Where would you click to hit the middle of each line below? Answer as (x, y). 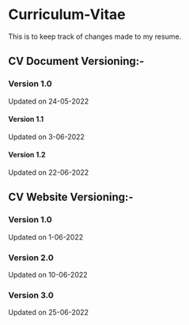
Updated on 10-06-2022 (48, 275)
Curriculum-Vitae (67, 15)
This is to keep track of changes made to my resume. (95, 36)
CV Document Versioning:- (76, 61)
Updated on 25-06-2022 (49, 312)
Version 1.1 (26, 119)
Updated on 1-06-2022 (46, 237)
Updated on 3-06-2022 (47, 137)
